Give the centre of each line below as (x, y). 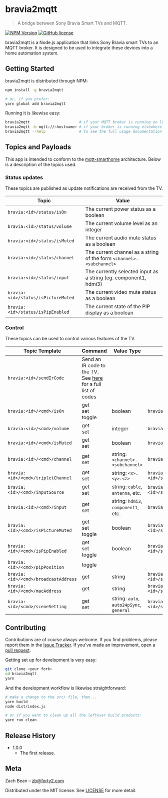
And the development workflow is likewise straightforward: (66, 688)
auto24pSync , (126, 605)
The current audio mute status (121, 238)
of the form (98, 258)
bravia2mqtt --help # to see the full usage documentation (84, 132)
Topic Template (42, 351)
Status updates (24, 177)
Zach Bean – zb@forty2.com (34, 781)
